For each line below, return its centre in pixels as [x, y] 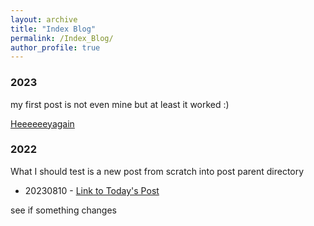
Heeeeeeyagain [42, 123]
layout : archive [44, 19]
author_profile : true [55, 47]
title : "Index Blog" [53, 29]
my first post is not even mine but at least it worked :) [120, 104]
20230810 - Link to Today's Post [92, 190]
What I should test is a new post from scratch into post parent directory [157, 171]
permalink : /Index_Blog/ [62, 38]
